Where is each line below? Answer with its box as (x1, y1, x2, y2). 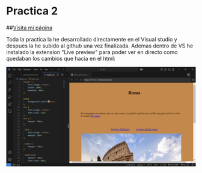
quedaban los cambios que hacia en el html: (6, 55, 115, 62)
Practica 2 (6, 4, 58, 18)
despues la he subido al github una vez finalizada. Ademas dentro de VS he (6, 42, 194, 49)
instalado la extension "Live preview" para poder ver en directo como (6, 48, 178, 55)
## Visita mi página (6, 24, 53, 31)
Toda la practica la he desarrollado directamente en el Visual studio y (6, 35, 177, 43)
